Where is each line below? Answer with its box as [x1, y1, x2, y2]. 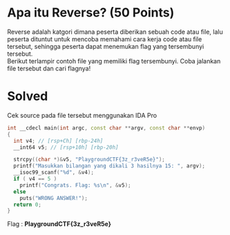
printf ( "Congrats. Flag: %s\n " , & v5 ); [19, 181, 131, 189]
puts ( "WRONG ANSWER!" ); [19, 194, 88, 201]
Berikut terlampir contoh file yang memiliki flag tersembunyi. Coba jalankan [7, 57, 221, 65]
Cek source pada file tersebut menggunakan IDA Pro [7, 111, 157, 119]
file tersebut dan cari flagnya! [7, 64, 91, 72]
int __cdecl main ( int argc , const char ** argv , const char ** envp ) [7, 124, 206, 132]
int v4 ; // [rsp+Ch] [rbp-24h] [13, 137, 104, 144]
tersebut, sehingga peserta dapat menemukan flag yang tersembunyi [7, 42, 204, 50]
